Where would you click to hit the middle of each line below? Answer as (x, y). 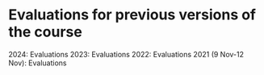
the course (45, 32)
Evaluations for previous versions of (132, 15)
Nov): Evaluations (38, 63)
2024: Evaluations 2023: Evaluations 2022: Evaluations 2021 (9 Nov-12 (126, 54)
